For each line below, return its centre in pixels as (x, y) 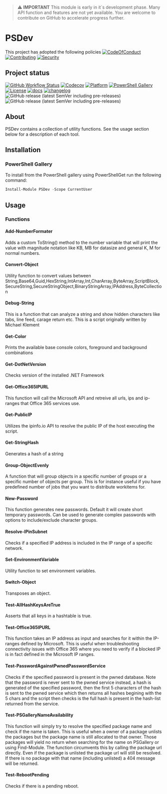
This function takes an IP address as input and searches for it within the (79, 638)
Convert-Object (22, 264)
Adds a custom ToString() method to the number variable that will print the (82, 242)
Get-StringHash (22, 443)
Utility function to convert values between (48, 275)
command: (16, 180)
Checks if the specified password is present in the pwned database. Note (81, 677)
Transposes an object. (28, 593)
